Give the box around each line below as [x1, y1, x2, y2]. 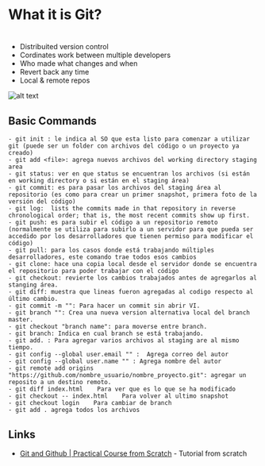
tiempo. [8, 344, 34, 352]
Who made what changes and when [19, 59, 138, 68]
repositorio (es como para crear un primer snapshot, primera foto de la [8, 191, 258, 199]
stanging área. [8, 281, 59, 289]
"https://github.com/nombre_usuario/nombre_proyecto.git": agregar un [8, 372, 247, 379]
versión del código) [8, 198, 77, 206]
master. [8, 316, 34, 324]
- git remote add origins [8, 364, 94, 372]
